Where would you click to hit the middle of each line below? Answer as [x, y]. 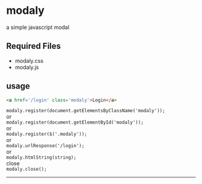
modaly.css [29, 60]
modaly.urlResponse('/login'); [45, 146]
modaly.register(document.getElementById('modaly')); [75, 122]
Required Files [34, 46]
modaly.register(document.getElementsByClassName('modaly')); [86, 111]
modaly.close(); [26, 170]
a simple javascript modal [38, 27]
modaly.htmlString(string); [41, 157]
